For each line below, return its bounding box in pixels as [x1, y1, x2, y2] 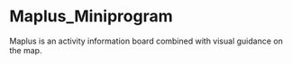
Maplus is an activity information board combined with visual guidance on [9, 36, 284, 46]
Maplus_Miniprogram [9, 6, 173, 27]
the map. [9, 44, 42, 55]
